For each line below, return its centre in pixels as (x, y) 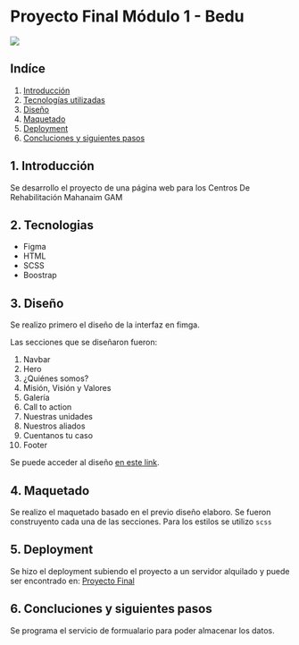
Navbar (37, 360)
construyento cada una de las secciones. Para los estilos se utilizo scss (141, 522)
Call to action (47, 407)
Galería (36, 398)
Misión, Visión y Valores (67, 388)
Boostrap (40, 276)
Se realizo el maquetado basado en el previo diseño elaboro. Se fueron (141, 512)
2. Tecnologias (52, 225)
